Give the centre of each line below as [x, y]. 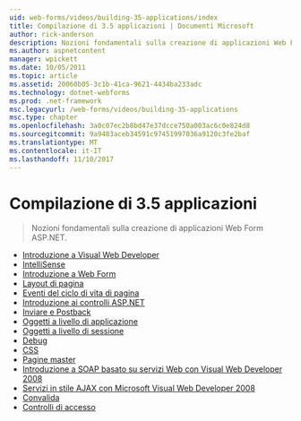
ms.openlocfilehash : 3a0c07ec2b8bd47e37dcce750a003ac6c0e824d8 [130, 126]
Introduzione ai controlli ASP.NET [83, 303]
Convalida [41, 398]
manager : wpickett [43, 59]
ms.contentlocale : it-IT [56, 150]
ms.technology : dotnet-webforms [69, 92]
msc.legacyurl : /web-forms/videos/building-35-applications [124, 109]
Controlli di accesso [59, 408]
